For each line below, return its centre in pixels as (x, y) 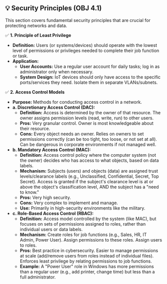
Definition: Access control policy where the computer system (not (88, 155)
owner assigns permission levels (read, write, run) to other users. (86, 118)
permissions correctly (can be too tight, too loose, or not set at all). (88, 139)
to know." (29, 192)
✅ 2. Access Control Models (35, 92)
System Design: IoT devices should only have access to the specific (90, 77)
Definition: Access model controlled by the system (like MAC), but (88, 219)
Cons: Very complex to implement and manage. (69, 203)
